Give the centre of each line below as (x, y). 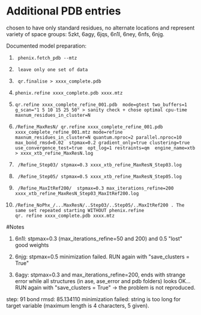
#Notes (15, 226)
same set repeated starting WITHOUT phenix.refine (79, 210)
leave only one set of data (53, 70)
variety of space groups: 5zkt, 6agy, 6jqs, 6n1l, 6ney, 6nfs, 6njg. (85, 34)
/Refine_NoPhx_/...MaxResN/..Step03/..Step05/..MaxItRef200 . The (100, 205)
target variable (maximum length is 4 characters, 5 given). (78, 305)
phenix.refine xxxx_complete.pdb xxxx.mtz (69, 93)
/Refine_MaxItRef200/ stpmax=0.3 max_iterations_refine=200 (96, 188)
